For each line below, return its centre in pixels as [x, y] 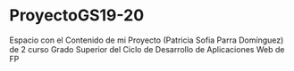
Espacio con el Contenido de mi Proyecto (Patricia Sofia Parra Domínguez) [147, 40]
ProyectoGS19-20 [77, 16]
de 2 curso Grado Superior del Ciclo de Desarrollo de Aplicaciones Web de [147, 49]
